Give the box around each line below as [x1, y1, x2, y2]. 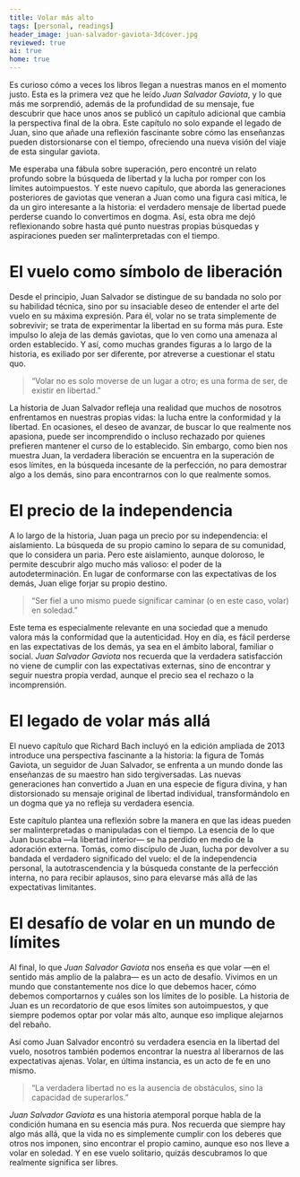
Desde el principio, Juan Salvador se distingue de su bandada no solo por [9, 291, 282, 301]
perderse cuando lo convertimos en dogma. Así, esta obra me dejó [9, 212, 256, 222]
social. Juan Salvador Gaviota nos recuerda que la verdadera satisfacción [9, 650, 284, 661]
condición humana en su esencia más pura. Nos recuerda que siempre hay [9, 1119, 286, 1129]
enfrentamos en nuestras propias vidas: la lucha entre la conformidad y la [9, 412, 281, 423]
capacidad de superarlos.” [30, 1092, 129, 1103]
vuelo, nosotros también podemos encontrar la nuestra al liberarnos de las [9, 1046, 285, 1057]
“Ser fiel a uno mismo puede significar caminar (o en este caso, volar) [30, 595, 289, 606]
